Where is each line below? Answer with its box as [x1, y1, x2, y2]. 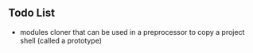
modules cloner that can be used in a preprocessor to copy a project [19, 27, 245, 36]
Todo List [8, 6, 56, 20]
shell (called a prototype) [19, 36, 102, 45]
